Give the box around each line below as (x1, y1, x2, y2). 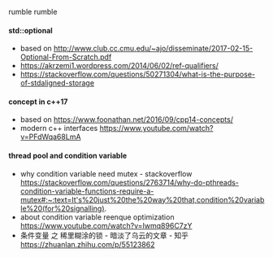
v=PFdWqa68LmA (19, 132, 81, 142)
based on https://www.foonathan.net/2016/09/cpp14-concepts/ (19, 115, 234, 124)
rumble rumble (8, 7, 58, 16)
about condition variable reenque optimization (19, 211, 175, 222)
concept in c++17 (8, 97, 68, 107)
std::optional (8, 25, 53, 35)
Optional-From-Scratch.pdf (19, 52, 112, 62)
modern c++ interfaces (19, 124, 98, 133)
